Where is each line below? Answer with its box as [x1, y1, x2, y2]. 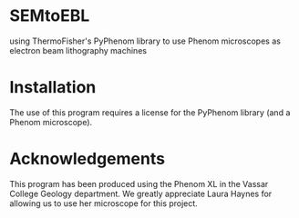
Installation [9, 77, 97, 98]
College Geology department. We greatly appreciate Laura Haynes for [9, 188, 273, 199]
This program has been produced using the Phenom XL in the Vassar [9, 178, 269, 189]
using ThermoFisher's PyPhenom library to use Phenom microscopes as [9, 35, 281, 46]
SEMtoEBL [9, 5, 90, 26]
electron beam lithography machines [9, 45, 148, 55]
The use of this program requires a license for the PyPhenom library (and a [9, 106, 291, 118]
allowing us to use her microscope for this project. [9, 197, 198, 209]
